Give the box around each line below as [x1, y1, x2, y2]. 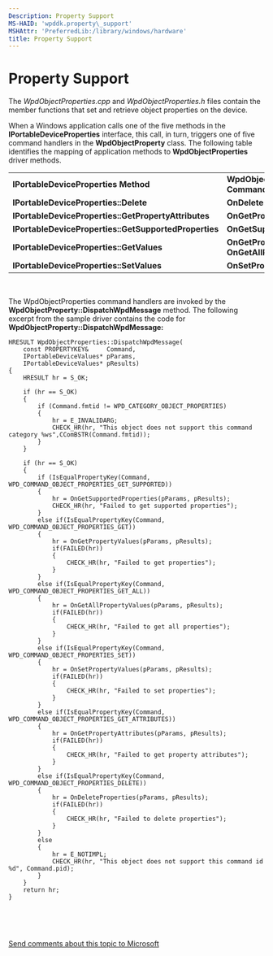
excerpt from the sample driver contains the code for [8, 314, 186, 324]
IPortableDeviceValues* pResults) [23, 359, 140, 368]
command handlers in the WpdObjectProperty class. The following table [8, 138, 253, 148]
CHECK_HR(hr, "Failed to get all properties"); [66, 623, 231, 631]
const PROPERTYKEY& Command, [23, 345, 136, 354]
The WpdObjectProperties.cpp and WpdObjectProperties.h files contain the [8, 97, 262, 106]
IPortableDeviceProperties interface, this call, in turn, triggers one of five [8, 129, 256, 139]
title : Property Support [8, 34, 93, 43]
